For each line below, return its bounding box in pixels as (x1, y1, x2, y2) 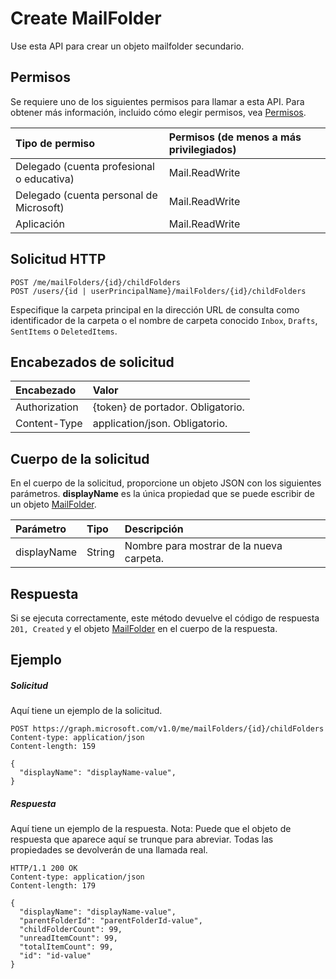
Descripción (124, 522, 184, 536)
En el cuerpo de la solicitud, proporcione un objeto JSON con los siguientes (10, 477, 322, 489)
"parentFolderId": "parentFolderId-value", (19, 916, 203, 926)
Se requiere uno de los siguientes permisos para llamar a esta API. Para (10, 95, 305, 107)
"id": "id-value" (19, 951, 92, 961)
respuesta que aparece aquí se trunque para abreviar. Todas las (10, 833, 274, 846)
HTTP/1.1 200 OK (10, 863, 78, 874)
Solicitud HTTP (10, 251, 107, 268)
